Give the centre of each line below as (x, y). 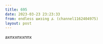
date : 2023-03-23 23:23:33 (33, 14)
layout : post (18, 23)
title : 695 (16, 10)
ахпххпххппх (18, 37)
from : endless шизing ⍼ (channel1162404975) (52, 19)
